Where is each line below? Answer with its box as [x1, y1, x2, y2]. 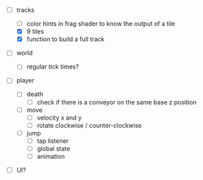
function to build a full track [26, 35, 105, 43]
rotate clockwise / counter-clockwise [36, 121, 142, 129]
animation [36, 152, 65, 160]
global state [36, 144, 71, 153]
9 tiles [26, 27, 45, 36]
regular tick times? [26, 63, 80, 71]
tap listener [36, 137, 69, 145]
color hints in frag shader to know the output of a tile [26, 20, 176, 28]
